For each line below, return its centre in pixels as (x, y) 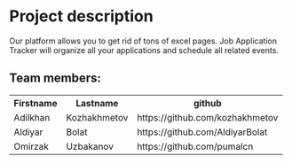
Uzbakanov (90, 146)
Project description (81, 16)
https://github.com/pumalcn (195, 146)
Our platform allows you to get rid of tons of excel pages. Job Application (143, 41)
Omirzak (31, 146)
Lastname (97, 103)
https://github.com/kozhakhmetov (208, 117)
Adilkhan (32, 117)
